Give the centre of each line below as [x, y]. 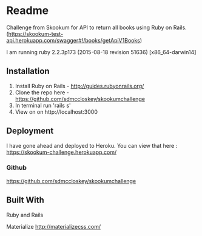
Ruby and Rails [25, 215]
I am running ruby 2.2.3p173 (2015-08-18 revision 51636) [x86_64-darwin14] [101, 52]
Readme [28, 11]
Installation [28, 71]
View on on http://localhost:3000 [56, 112]
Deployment [30, 131]
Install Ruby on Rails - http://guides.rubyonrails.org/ [79, 86]
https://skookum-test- [36, 33]
